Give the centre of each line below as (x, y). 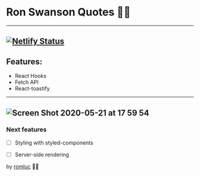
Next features (26, 130)
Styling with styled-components (54, 143)
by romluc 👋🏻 (23, 166)
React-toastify (32, 89)
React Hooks (30, 76)
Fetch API (26, 82)
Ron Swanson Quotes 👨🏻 (68, 12)
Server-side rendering (42, 155)
